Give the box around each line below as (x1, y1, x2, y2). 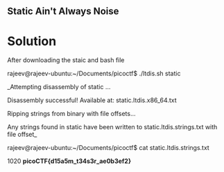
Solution (7, 33, 57, 49)
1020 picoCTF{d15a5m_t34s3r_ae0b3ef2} (7, 157, 132, 165)
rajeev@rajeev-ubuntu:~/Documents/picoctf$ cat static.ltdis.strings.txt (7, 144, 209, 152)
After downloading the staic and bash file (7, 56, 125, 64)
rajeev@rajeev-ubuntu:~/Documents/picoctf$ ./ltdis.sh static (7, 69, 181, 78)
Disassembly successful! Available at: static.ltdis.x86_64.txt (7, 96, 177, 104)
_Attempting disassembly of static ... (7, 83, 111, 91)
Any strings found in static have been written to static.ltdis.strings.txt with (7, 123, 218, 131)
